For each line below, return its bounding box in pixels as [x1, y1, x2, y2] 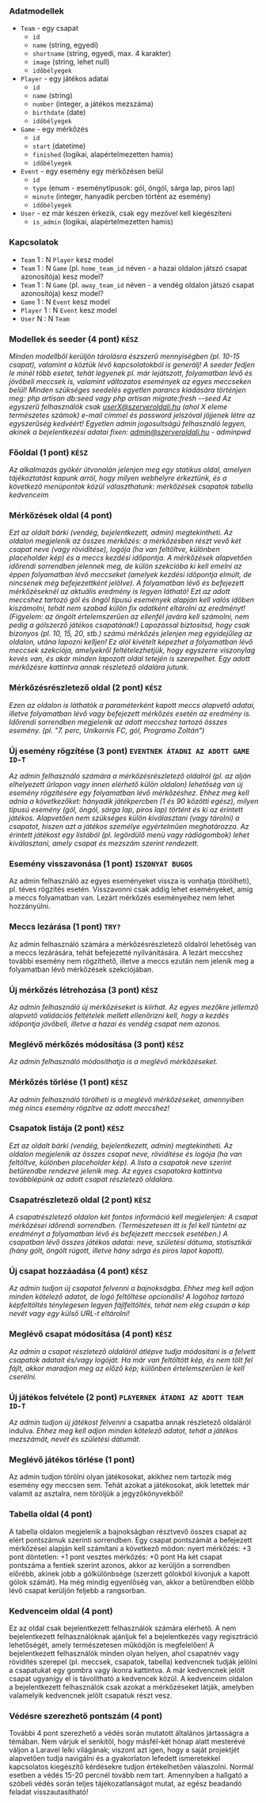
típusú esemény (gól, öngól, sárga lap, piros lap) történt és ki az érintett [9, 805, 244, 815]
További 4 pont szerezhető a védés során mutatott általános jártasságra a [9, 1729, 249, 1738]
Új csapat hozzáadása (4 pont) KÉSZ [9, 1265, 148, 1276]
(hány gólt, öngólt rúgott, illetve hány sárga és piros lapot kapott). [9, 1246, 225, 1256]
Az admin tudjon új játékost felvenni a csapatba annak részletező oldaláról [9, 1417, 252, 1427]
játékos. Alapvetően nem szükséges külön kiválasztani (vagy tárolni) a [9, 813, 240, 823]
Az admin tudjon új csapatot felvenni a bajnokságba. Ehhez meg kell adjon [9, 1284, 254, 1293]
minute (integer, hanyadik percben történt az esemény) [32, 192, 211, 201]
